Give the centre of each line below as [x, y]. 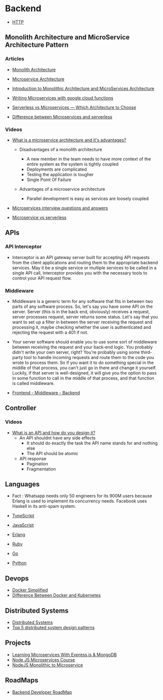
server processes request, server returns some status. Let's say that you [85, 317]
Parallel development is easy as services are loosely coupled [88, 199]
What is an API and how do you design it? [54, 433]
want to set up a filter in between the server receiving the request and [82, 322]
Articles [15, 59]
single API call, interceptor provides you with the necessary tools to [80, 273]
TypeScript [23, 516]
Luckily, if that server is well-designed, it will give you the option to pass [84, 373]
